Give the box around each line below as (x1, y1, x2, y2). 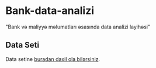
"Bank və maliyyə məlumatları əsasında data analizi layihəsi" (5, 23, 150, 30)
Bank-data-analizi (5, 4, 95, 17)
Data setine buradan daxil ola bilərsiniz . (5, 55, 100, 62)
